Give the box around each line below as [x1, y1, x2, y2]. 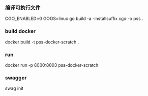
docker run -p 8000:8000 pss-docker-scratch [5, 62, 99, 68]
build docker [5, 28, 36, 35]
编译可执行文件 [5, 4, 41, 11]
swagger [5, 74, 27, 81]
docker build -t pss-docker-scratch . [5, 39, 79, 45]
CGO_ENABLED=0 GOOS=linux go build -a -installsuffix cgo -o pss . [5, 16, 144, 21]
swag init [5, 85, 24, 91]
